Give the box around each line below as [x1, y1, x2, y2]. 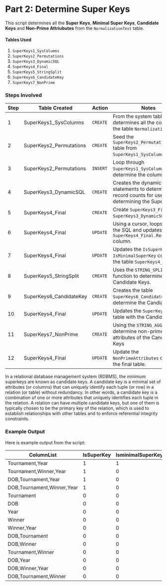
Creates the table [112, 287, 153, 294]
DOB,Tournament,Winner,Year [7, 484, 79, 491]
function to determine [112, 272, 164, 279]
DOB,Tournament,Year [7, 476, 60, 483]
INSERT [91, 166, 108, 171]
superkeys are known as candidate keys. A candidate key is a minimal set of [5, 379, 161, 385]
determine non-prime [112, 328, 164, 335]
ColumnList [29, 451, 57, 458]
